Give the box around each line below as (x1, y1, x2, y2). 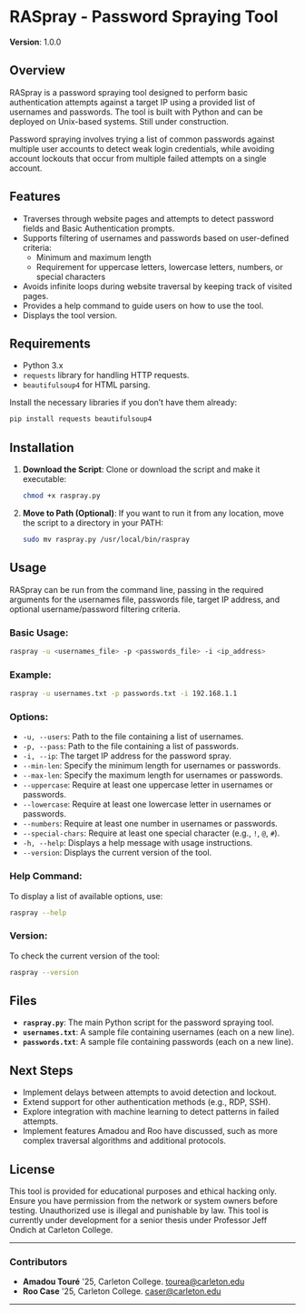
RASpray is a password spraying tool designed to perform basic (9, 86, 248, 97)
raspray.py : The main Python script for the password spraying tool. (22, 1017, 274, 1028)
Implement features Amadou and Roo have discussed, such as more (22, 1126, 279, 1137)
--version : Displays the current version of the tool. (22, 848, 212, 858)
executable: (22, 474, 67, 485)
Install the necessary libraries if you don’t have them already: (9, 397, 238, 408)
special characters (35, 271, 106, 282)
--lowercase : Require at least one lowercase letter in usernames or (22, 798, 272, 810)
